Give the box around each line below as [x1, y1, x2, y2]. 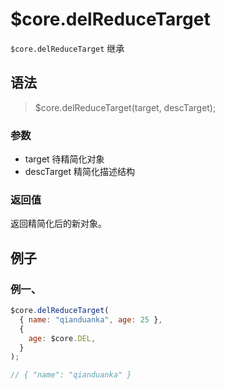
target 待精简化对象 [24, 153, 105, 165]
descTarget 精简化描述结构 [24, 166, 136, 178]
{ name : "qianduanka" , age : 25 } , [19, 314, 163, 325]
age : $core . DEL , [28, 333, 97, 343]
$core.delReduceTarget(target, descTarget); [34, 101, 217, 113]
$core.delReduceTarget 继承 [10, 42, 125, 54]
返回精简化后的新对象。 [10, 218, 107, 230]
